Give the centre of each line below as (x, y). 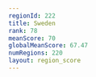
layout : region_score (45, 61)
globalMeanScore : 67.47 (48, 46)
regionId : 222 (32, 16)
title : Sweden (32, 23)
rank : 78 (23, 30)
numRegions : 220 (35, 53)
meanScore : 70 (32, 38)
